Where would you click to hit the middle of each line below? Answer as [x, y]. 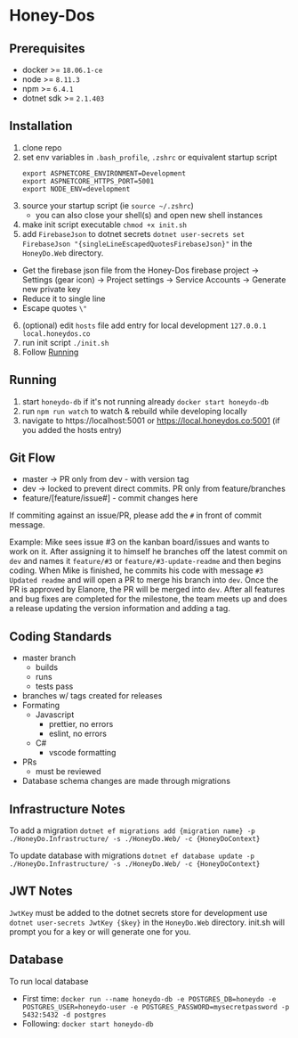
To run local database [49, 981]
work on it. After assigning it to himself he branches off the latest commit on [148, 552]
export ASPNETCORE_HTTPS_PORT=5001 [88, 181]
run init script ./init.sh [65, 342]
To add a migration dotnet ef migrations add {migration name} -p [132, 830]
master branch [49, 658]
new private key [52, 289]
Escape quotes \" [54, 307]
